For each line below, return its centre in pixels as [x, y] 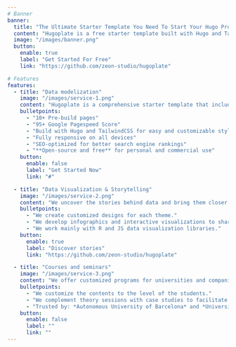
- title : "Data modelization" [58, 92]
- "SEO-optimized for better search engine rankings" [106, 144]
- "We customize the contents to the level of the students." [119, 293]
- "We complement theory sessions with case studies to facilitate [127, 300]
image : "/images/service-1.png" [67, 98]
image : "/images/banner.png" [56, 40]
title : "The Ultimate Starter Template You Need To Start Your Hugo [116, 27]
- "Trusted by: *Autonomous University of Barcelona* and [112, 306]
